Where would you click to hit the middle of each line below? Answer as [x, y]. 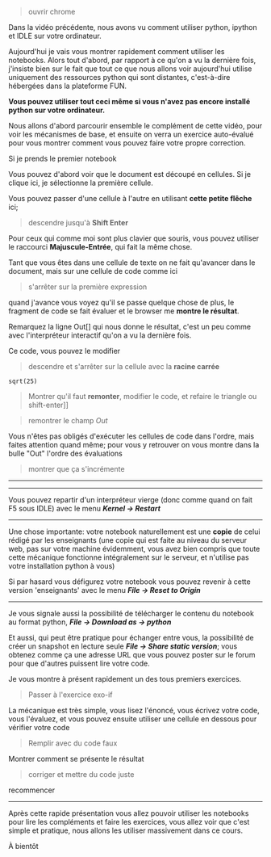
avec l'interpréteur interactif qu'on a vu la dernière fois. [100, 335]
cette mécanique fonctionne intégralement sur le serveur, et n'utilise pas [129, 557]
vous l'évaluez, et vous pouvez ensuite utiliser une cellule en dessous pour [133, 719]
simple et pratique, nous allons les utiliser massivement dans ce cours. [126, 830]
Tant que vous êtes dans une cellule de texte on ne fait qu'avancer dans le [132, 263]
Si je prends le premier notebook [63, 158]
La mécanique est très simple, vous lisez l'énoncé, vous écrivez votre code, [134, 710]
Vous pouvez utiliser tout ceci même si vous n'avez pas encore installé [129, 101]
